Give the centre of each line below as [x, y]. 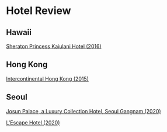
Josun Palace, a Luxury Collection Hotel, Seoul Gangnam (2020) [84, 111]
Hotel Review [39, 11]
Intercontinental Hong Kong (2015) [48, 79]
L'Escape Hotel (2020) [33, 122]
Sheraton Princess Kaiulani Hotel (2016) [54, 46]
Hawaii [19, 32]
